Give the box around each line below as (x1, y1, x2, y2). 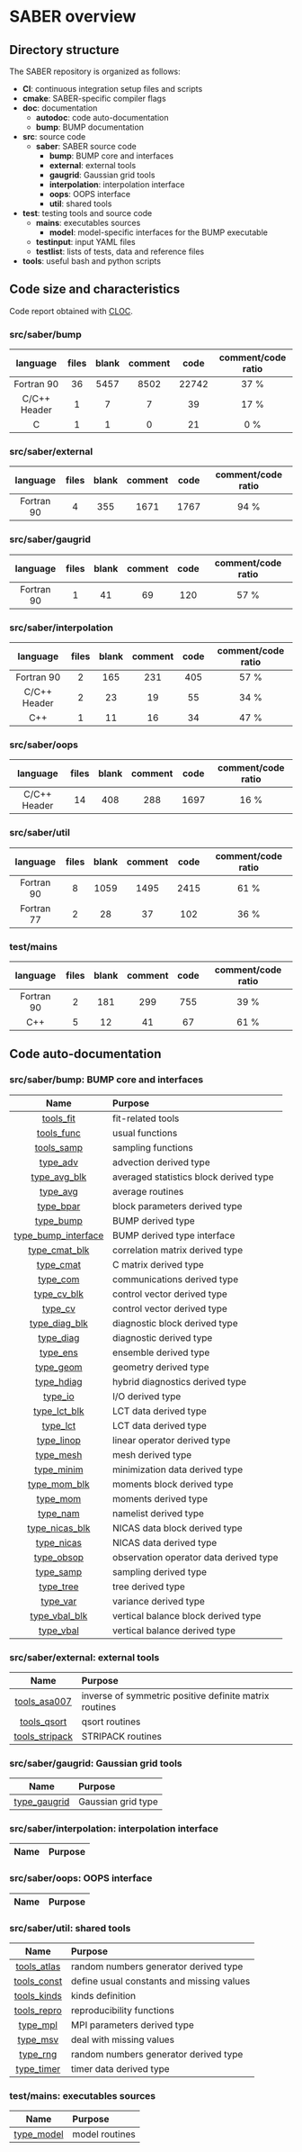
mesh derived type (111, 1448, 192, 1460)
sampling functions (111, 1141, 193, 1153)
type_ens (39, 1346, 78, 1359)
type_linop (36, 1433, 81, 1446)
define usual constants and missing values (70, 1975, 251, 1987)
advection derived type (111, 1155, 210, 1168)
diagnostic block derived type (111, 1316, 238, 1329)
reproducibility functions (70, 2004, 175, 2017)
